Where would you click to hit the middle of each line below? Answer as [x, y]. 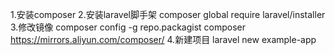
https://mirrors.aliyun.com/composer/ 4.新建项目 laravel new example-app [163, 39]
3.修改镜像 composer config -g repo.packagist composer [128, 27]
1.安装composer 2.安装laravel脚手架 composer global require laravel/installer [168, 14]
